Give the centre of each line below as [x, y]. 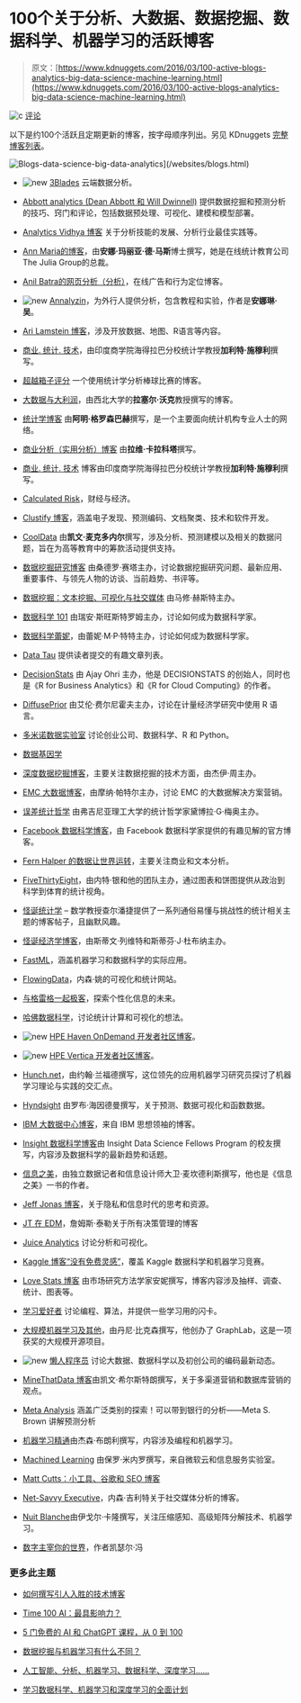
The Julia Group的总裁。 [68, 262]
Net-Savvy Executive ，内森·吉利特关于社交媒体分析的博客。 [133, 1497]
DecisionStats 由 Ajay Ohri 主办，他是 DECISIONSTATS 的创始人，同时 [152, 674]
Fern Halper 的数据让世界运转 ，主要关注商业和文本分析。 [128, 861]
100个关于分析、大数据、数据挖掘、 [142, 18]
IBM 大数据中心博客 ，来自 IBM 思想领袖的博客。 [111, 1124]
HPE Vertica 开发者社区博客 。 [104, 1055]
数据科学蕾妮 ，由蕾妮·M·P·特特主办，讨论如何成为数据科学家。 [138, 635]
